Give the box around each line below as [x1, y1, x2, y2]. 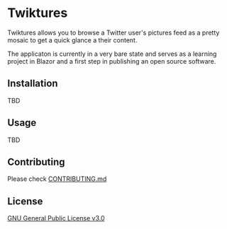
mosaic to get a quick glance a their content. [7, 35, 138, 44]
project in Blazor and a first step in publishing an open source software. [7, 57, 216, 65]
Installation [7, 78, 58, 90]
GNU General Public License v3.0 [7, 214, 105, 223]
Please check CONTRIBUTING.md [7, 175, 107, 183]
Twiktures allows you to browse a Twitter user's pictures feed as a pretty [7, 28, 220, 37]
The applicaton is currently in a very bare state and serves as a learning [7, 49, 217, 58]
